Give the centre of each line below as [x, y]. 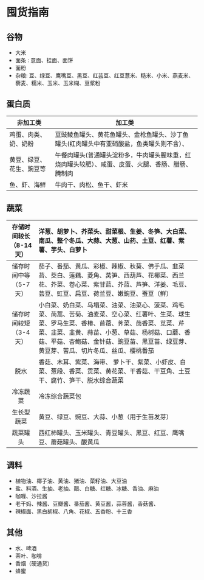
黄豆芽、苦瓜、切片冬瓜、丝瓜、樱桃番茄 [97, 351]
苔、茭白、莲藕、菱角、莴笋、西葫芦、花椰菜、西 [109, 275]
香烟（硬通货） [34, 564]
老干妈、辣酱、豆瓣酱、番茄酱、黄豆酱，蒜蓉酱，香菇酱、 [87, 504]
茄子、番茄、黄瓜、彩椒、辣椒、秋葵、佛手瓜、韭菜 [112, 266]
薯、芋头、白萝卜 [63, 250]
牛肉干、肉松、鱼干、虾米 [92, 184]
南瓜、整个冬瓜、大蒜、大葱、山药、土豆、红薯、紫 [112, 240]
